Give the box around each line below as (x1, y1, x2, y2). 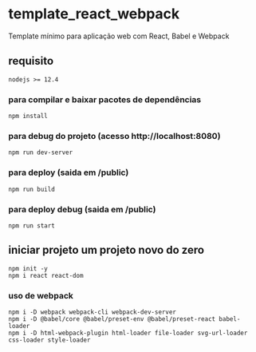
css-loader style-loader (8, 336, 91, 344)
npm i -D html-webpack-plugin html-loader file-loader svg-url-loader (8, 329, 248, 338)
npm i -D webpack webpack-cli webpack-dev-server (8, 308, 177, 316)
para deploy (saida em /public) (8, 167, 129, 178)
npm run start (8, 221, 56, 230)
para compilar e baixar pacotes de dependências (8, 93, 202, 105)
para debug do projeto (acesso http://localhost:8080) (8, 130, 221, 141)
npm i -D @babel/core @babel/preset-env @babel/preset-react (8, 315, 216, 323)
